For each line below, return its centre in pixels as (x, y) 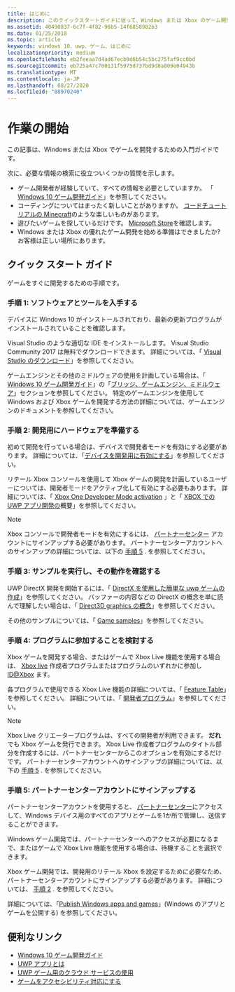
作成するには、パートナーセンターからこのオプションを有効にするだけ (121, 753)
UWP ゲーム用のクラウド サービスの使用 (76, 973)
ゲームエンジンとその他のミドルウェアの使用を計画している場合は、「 (107, 376)
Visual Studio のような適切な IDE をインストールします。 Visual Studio (108, 343)
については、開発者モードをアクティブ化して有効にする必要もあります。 (116, 488)
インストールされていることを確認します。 (68, 328)
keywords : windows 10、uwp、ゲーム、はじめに (69, 46)
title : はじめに (29, 14)
